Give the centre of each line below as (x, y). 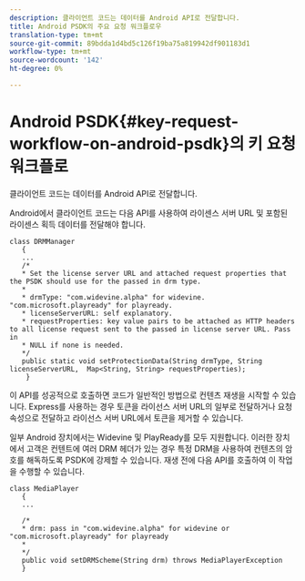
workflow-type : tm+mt (51, 52)
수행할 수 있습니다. (51, 471)
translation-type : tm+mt (56, 35)
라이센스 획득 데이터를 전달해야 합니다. (77, 224)
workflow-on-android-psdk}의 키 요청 (153, 144)
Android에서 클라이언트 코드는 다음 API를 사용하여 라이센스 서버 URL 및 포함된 (149, 213)
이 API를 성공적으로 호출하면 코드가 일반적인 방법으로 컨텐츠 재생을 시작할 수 (144, 395)
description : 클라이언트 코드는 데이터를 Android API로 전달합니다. (125, 18)
